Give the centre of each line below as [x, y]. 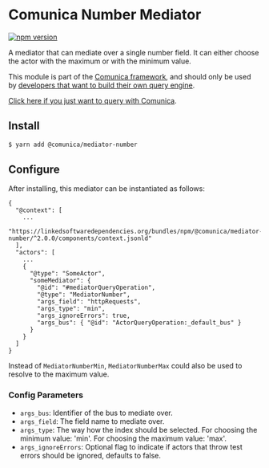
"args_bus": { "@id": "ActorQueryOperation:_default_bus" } [139, 323]
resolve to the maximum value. [59, 374]
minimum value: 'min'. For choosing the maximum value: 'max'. [123, 438]
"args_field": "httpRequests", [89, 302]
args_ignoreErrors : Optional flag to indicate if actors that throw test [131, 446]
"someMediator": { [60, 281]
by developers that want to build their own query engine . [102, 85]
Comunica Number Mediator [105, 15]
